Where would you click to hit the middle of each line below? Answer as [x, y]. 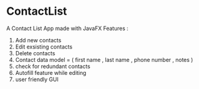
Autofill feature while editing [51, 72]
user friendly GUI [37, 79]
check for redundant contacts [53, 66]
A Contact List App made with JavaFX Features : [67, 28]
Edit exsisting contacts [44, 47]
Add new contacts [38, 40]
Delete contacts [35, 53]
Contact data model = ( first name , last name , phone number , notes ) [104, 60]
